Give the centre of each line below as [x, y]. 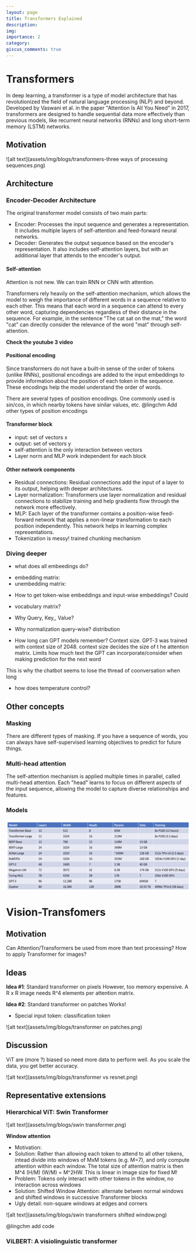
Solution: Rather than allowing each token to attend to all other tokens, [99, 1154]
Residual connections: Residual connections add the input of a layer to [99, 483]
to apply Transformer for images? [46, 954]
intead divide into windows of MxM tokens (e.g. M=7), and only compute [102, 1160]
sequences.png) [26, 165]
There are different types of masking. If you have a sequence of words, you [97, 736]
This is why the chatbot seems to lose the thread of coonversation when [93, 671]
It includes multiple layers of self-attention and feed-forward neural [96, 231]
